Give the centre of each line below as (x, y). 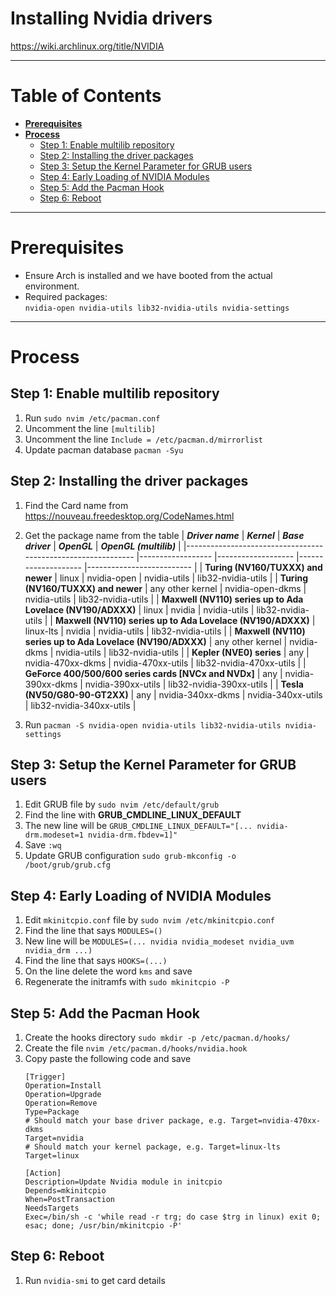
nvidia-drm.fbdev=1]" (133, 835)
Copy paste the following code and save (108, 1059)
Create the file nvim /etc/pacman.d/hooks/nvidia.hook (136, 1048)
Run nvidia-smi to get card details (95, 1280)
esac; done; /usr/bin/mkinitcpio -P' (103, 1226)
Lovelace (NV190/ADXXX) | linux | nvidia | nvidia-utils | (139, 609)
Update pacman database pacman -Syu (104, 449)
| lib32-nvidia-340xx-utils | (80, 705)
